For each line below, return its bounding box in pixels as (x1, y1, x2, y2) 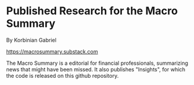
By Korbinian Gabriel (6, 36, 57, 43)
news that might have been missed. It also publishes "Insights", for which (6, 65, 186, 73)
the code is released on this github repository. (6, 72, 119, 79)
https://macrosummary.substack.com (6, 48, 98, 55)
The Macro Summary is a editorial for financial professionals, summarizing (6, 59, 189, 67)
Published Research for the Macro (6, 4, 178, 18)
